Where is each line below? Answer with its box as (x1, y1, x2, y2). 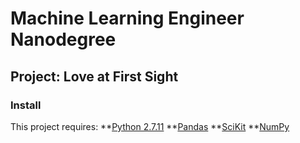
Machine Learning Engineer (10, 7, 245, 30)
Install (10, 98, 42, 112)
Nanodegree (10, 28, 117, 51)
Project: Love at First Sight (10, 68, 179, 85)
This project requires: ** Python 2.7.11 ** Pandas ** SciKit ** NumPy (10, 120, 290, 132)
